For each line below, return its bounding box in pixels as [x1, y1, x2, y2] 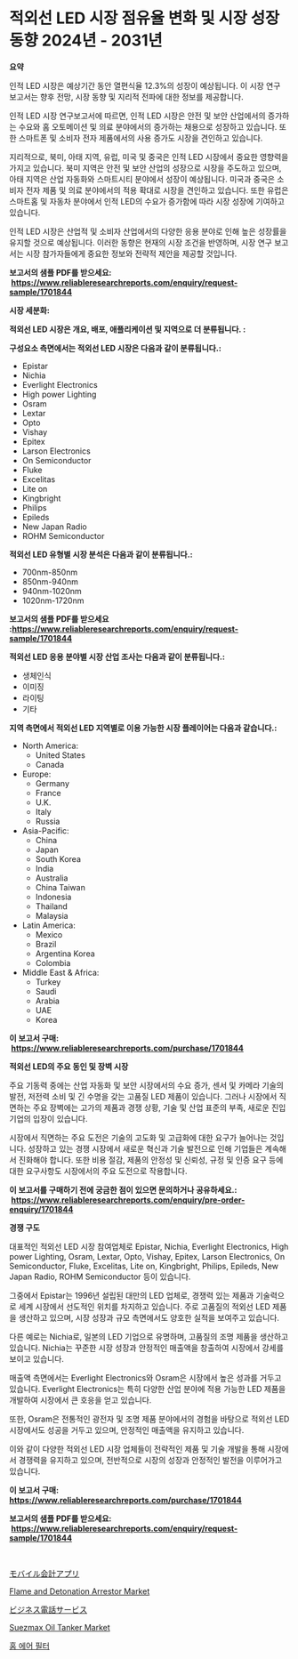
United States [35, 749, 86, 761]
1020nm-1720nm [21, 595, 85, 606]
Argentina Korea [35, 948, 95, 959]
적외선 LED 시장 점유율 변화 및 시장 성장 [9, 8, 280, 28]
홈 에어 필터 [9, 1640, 51, 1651]
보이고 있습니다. [9, 1353, 65, 1364]
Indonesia [35, 891, 72, 902]
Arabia [35, 995, 60, 1006]
